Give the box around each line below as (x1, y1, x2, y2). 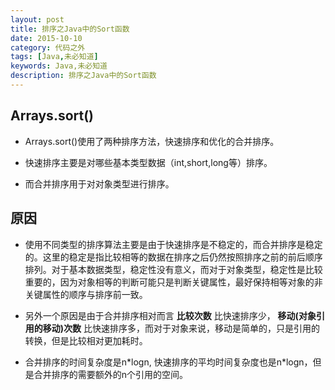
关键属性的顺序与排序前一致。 (24, 288, 148, 300)
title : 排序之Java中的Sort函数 (10, 24, 130, 34)
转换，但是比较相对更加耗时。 (24, 334, 148, 346)
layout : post (10, 14, 65, 25)
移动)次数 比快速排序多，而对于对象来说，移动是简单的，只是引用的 (42, 322, 321, 334)
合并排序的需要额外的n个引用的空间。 (33, 368, 189, 380)
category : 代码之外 (10, 42, 86, 53)
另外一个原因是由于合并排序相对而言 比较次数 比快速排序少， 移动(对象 (24, 309, 317, 321)
